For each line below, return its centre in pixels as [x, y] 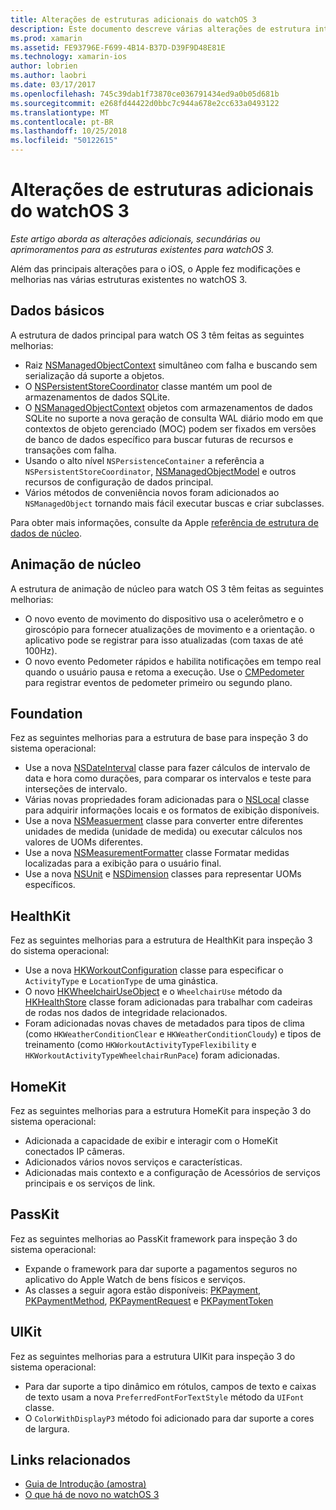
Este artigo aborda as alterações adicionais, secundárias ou [135, 238]
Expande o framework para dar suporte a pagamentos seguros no [161, 1268]
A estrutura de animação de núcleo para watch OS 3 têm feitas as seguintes [167, 588]
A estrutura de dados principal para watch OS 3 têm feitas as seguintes [157, 335]
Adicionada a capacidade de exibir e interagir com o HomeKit [151, 1140]
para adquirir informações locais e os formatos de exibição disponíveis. [172, 810]
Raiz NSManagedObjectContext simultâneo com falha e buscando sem [171, 365]
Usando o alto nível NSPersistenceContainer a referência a [144, 460]
